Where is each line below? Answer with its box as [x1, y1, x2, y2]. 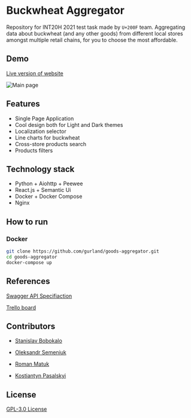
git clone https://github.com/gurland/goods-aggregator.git [6, 248, 160, 254]
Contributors [6, 321, 56, 331]
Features [6, 99, 40, 109]
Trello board [6, 304, 37, 311]
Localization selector [14, 128, 67, 135]
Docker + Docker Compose [14, 193, 83, 200]
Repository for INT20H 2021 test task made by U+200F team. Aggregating [6, 23, 186, 31]
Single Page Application [14, 115, 74, 122]
